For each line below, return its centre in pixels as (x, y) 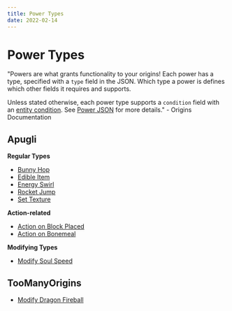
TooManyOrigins (44, 283)
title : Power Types (36, 14)
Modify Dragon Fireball (50, 300)
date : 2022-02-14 (32, 20)
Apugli (22, 139)
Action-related (29, 213)
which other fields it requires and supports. (69, 89)
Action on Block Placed (51, 226)
